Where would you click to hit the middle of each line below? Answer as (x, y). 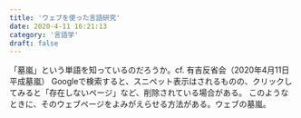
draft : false (34, 43)
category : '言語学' (44, 34)
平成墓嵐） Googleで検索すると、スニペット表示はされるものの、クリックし (151, 82)
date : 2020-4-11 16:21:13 (58, 26)
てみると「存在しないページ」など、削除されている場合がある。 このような (149, 93)
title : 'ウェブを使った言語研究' (65, 18)
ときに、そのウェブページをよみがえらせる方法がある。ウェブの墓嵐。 (141, 104)
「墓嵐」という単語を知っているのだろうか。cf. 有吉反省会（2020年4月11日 (150, 70)
